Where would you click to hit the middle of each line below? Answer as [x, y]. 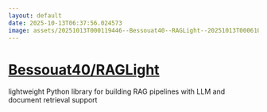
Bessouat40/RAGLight [84, 70]
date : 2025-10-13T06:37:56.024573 [66, 23]
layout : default [35, 15]
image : [19, 30]
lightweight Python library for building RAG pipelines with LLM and [117, 91]
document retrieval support [53, 100]
